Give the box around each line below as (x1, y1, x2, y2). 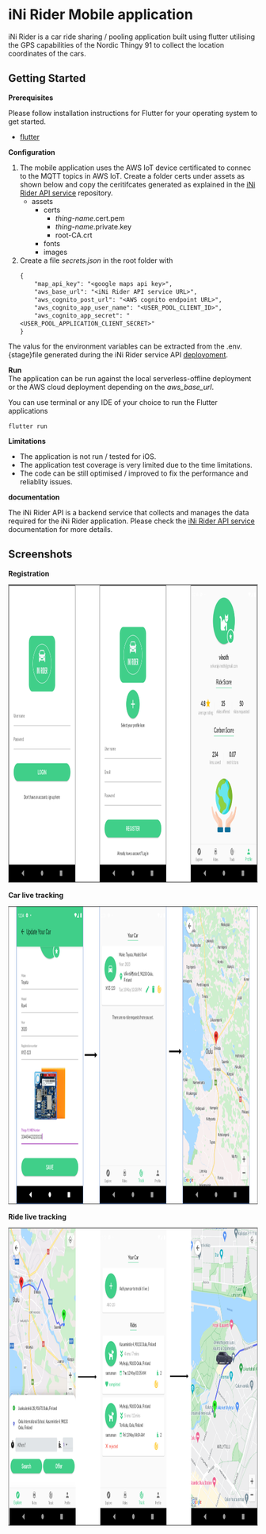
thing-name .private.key (55, 222, 132, 231)
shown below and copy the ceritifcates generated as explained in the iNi (19, 179, 256, 189)
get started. (8, 117, 46, 126)
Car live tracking (8, 890, 64, 900)
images (43, 247, 68, 256)
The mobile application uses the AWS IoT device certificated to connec (19, 163, 252, 172)
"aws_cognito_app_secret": (34, 311, 123, 319)
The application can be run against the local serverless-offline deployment (8, 373, 252, 383)
